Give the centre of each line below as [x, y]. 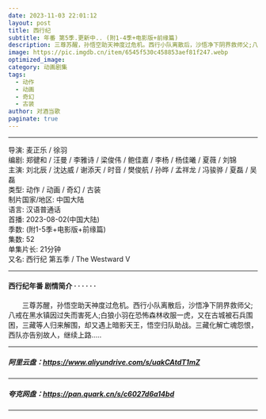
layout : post [30, 23]
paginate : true [33, 119]
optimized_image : [37, 60]
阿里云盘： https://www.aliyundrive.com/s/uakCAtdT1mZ [104, 362]
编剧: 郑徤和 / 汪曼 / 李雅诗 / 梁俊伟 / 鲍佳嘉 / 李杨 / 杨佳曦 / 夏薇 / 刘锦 [123, 160]
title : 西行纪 [30, 30]
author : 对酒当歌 [34, 112]
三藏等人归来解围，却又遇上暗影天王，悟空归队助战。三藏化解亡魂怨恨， [140, 325]
